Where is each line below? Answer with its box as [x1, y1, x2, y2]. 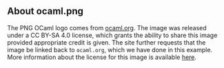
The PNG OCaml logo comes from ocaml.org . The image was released [7, 23, 207, 32]
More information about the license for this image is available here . [7, 53, 197, 61]
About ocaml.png [7, 5, 84, 17]
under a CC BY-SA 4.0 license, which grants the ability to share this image [7, 31, 218, 39]
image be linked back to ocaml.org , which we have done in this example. [7, 45, 212, 54]
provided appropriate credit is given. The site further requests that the [7, 38, 206, 47]
